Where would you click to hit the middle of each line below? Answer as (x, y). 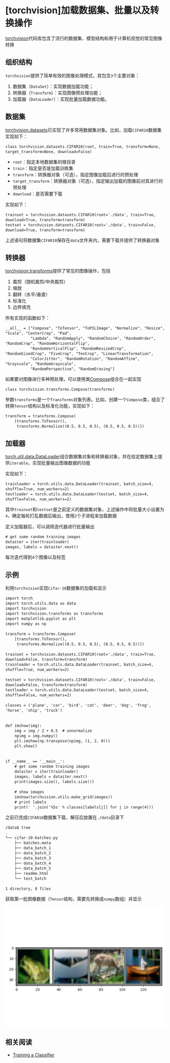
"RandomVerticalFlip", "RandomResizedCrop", (78, 349)
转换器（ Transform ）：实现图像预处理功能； (58, 93)
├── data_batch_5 (33, 868)
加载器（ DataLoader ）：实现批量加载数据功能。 (61, 99)
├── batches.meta (33, 843)
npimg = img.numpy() (36, 736)
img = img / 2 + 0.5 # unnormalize (53, 731)
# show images (29, 792)
